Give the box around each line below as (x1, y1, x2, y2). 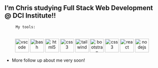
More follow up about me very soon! (11, 57, 85, 63)
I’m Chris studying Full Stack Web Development (4, 4, 153, 12)
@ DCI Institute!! (4, 12, 56, 20)
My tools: (15, 24, 36, 29)
